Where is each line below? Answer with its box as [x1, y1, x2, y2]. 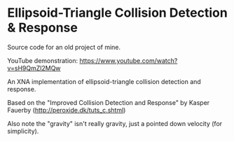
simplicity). [7, 127, 39, 135]
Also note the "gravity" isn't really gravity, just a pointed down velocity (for [7, 119, 223, 127]
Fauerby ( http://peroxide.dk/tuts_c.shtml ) [7, 106, 126, 114]
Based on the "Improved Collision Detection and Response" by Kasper [7, 98, 210, 106]
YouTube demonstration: [7, 56, 78, 64]
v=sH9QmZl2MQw [7, 64, 61, 72]
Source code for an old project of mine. [7, 43, 121, 51]
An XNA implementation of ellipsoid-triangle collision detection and [7, 77, 201, 85]
